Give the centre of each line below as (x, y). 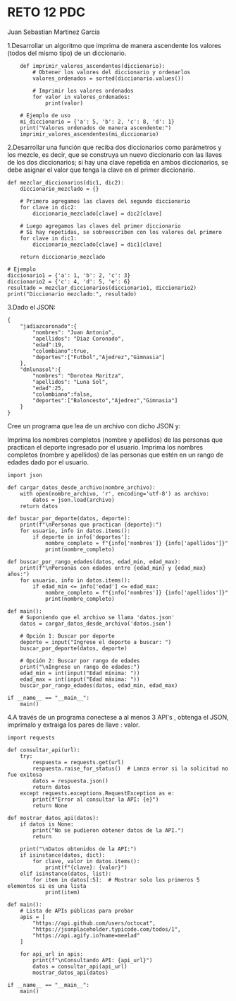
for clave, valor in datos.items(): (86, 861)
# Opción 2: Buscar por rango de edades (80, 661)
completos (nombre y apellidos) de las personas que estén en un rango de (116, 455)
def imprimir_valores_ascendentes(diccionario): (93, 66)
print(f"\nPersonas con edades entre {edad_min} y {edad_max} (113, 568)
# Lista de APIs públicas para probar (77, 911)
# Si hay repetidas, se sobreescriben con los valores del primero (121, 232)
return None (50, 806)
